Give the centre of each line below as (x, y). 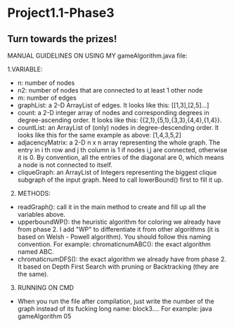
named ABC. (35, 252)
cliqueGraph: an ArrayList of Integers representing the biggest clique (117, 172)
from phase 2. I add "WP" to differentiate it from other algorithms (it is (118, 229)
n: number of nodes (46, 83)
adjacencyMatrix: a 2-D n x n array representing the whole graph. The (119, 142)
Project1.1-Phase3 (61, 13)
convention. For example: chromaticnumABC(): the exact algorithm (114, 244)
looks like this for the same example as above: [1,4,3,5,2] (99, 135)
